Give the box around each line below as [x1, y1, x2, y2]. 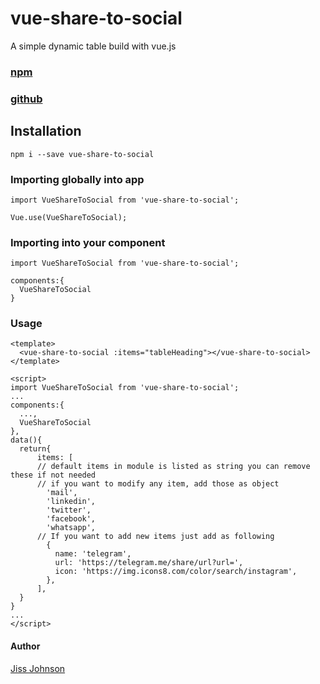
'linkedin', [46, 497, 97, 507]
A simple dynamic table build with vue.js [10, 40, 177, 52]
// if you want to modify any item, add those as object [36, 479, 280, 489]
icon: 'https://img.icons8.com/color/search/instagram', [54, 567, 298, 577]
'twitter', [46, 505, 92, 516]
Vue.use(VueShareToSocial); [10, 212, 128, 222]
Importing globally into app [10, 172, 145, 186]
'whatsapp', [46, 523, 97, 533]
